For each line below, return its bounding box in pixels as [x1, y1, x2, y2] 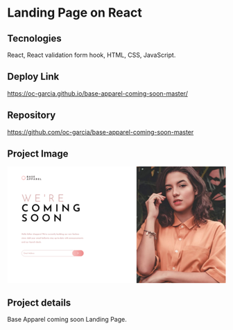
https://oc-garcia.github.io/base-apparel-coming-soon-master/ [7, 89, 189, 98]
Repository [7, 110, 56, 121]
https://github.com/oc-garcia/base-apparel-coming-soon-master [7, 128, 194, 136]
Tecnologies [7, 33, 62, 44]
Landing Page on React [7, 5, 142, 21]
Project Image [7, 148, 69, 160]
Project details [7, 297, 71, 309]
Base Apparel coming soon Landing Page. [7, 315, 127, 323]
